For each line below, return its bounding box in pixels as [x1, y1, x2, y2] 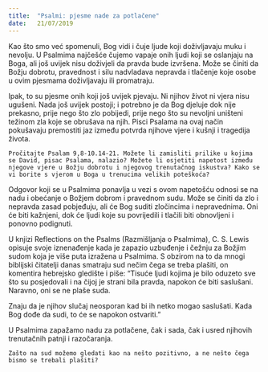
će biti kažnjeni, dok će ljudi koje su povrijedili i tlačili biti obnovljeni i [8, 210, 234, 219]
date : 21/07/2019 [8, 19, 74, 27]
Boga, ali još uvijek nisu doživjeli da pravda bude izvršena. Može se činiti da [8, 58, 259, 68]
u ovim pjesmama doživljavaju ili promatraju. [8, 76, 155, 85]
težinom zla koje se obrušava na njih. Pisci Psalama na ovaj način [8, 117, 224, 126]
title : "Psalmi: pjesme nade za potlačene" [8, 11, 160, 20]
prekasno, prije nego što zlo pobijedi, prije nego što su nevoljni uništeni [8, 108, 243, 117]
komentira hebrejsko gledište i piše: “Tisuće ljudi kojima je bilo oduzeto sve [8, 268, 257, 278]
